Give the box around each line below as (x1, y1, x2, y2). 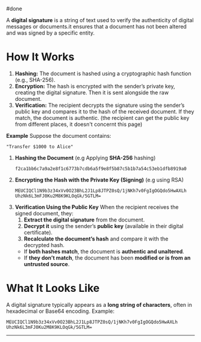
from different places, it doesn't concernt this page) (14, 121, 142, 128)
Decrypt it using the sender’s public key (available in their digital (23, 222, 184, 229)
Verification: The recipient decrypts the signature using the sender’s (14, 101, 185, 109)
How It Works (6, 50, 75, 64)
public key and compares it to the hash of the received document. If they (14, 107, 194, 115)
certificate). (23, 229, 53, 236)
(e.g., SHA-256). (14, 76, 56, 83)
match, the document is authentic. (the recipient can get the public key (14, 114, 190, 121)
